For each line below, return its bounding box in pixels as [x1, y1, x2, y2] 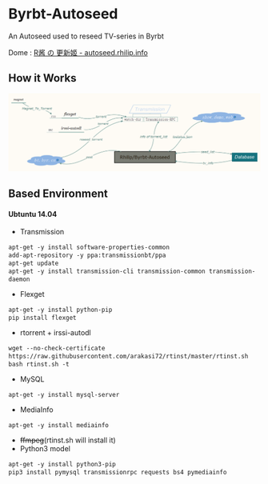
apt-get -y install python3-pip [8, 461, 116, 469]
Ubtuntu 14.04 [8, 209, 58, 218]
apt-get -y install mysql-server [8, 391, 120, 399]
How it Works [8, 71, 77, 85]
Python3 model [19, 444, 70, 454]
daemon [8, 275, 30, 284]
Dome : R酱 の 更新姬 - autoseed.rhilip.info [8, 47, 148, 57]
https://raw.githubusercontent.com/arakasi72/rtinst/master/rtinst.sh [8, 353, 249, 361]
